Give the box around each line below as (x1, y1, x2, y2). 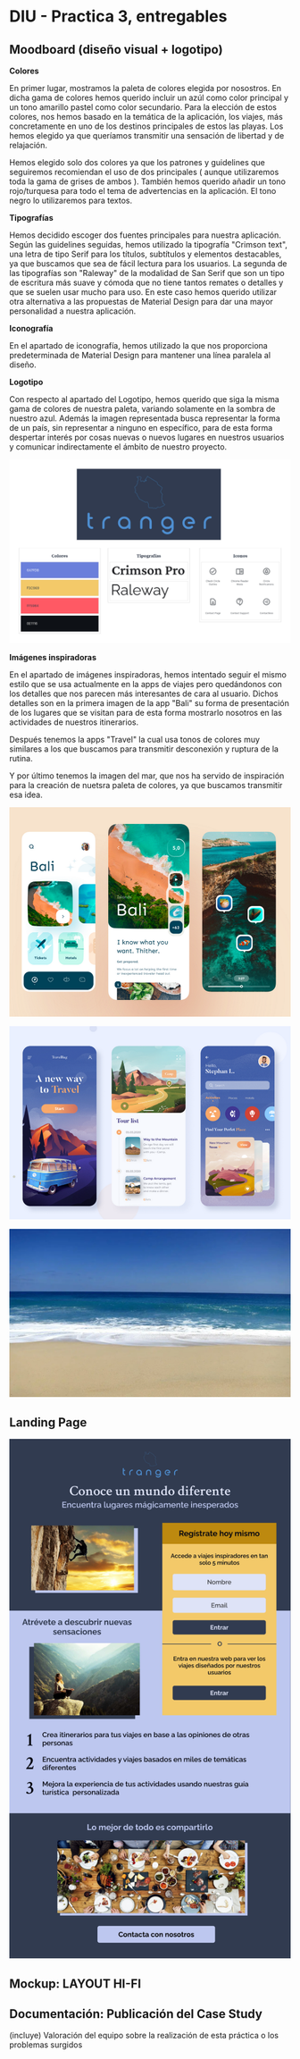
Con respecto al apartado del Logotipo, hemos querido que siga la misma (9, 394, 279, 404)
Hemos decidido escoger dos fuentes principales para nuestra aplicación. (9, 230, 281, 240)
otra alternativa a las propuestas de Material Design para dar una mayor (9, 297, 274, 307)
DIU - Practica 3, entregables (9, 6, 228, 27)
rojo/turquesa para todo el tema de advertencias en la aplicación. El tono (9, 186, 277, 196)
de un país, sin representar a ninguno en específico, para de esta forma (9, 423, 273, 433)
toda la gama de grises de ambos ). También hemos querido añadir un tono (9, 176, 286, 187)
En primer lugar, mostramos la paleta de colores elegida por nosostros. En (9, 83, 282, 93)
